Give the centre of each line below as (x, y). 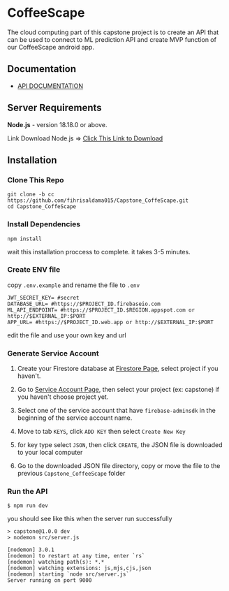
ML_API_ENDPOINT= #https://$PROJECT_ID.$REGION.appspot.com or (101, 310)
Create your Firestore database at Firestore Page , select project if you (118, 369)
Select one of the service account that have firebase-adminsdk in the (117, 411)
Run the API (28, 492)
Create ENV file (34, 270)
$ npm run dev (28, 506)
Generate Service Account (53, 353)
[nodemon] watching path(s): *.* (56, 562)
